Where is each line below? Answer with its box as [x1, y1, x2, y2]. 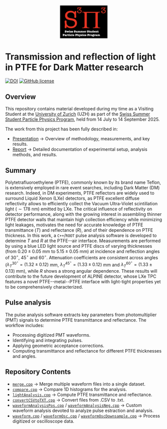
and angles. [12, 353, 37, 359]
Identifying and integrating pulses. [12, 337, 83, 343]
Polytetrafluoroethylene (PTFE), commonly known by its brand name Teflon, [5, 179, 161, 185]
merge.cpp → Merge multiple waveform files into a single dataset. [12, 381, 146, 387]
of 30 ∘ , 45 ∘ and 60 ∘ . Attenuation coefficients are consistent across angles [5, 254, 159, 260]
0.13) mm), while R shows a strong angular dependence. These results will [5, 268, 158, 274]
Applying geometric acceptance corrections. [12, 343, 105, 349]
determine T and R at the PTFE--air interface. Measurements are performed [5, 238, 161, 244]
